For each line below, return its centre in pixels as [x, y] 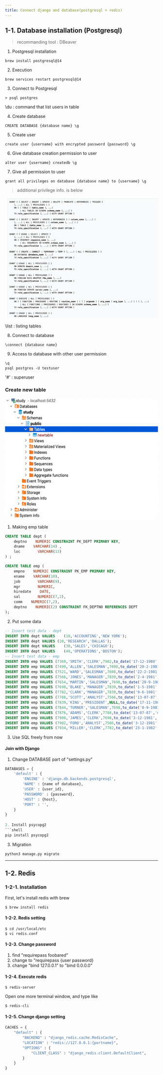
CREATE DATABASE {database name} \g [42, 126]
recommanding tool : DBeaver [47, 42]
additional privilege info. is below [50, 190]
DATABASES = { [19, 769]
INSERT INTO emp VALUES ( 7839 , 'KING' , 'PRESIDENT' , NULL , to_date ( [71, 703]
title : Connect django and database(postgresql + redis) [64, 10]
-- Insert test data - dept [33, 631]
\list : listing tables [23, 326]
